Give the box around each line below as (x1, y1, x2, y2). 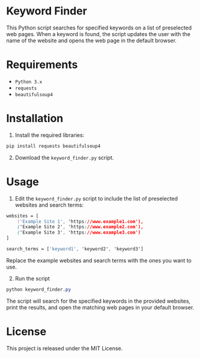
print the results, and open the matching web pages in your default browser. (6, 303, 195, 311)
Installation (6, 112, 64, 126)
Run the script (14, 275, 50, 282)
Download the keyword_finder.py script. (14, 154, 114, 161)
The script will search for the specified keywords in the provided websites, (6, 297, 191, 305)
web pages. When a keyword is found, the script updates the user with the (6, 30, 191, 37)
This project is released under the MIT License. (6, 344, 123, 352)
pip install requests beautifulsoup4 (6, 143, 101, 149)
